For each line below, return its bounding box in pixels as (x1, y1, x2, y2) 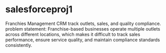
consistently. (5, 42, 32, 48)
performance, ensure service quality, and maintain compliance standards (5, 37, 160, 43)
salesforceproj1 (5, 4, 73, 15)
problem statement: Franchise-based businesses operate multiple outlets (5, 25, 160, 32)
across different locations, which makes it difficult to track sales (5, 31, 140, 37)
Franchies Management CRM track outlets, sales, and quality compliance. (5, 20, 161, 26)
